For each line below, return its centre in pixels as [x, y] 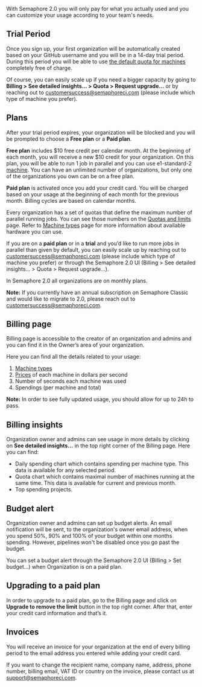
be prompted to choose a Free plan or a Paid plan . [69, 139]
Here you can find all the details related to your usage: [74, 357]
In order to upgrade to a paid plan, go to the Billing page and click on [91, 600]
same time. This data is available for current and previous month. [96, 483]
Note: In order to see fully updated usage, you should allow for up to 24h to [100, 399]
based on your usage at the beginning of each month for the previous [93, 194]
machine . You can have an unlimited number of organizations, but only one [99, 170]
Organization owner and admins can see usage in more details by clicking [98, 439]
